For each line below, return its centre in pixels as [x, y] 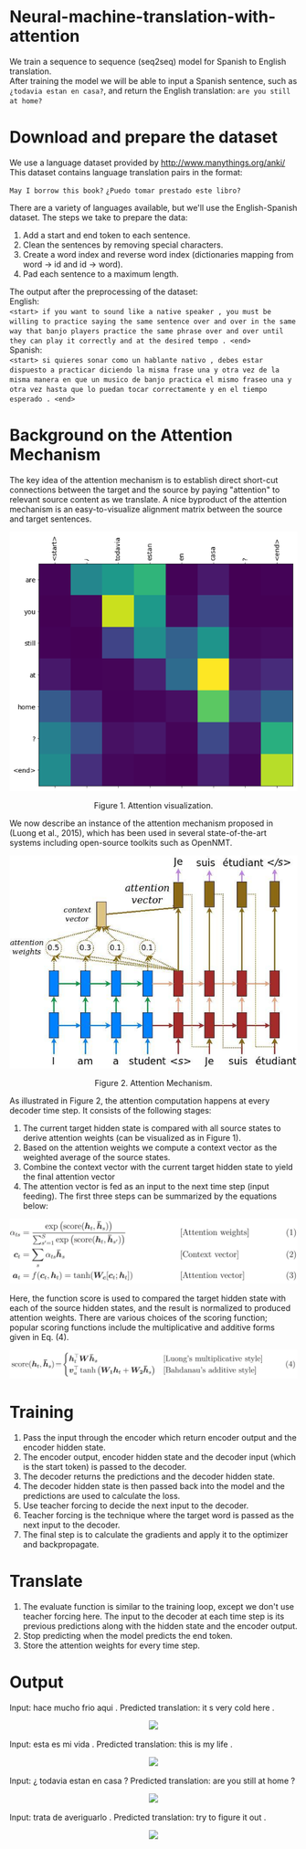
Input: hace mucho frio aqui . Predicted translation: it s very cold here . [142, 1708]
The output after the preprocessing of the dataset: [104, 291]
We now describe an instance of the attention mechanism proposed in [142, 823]
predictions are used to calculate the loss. [101, 1496]
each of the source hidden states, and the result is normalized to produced [150, 1307]
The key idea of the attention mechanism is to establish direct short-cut [144, 480]
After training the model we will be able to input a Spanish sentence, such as [153, 80]
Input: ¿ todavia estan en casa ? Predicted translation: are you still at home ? [152, 1781]
